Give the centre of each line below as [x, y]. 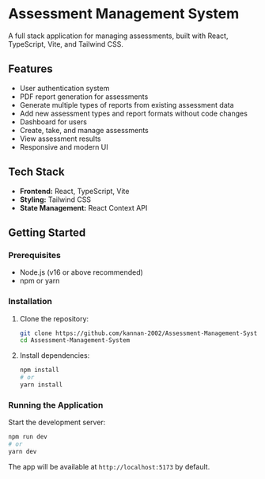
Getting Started [47, 232]
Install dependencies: [55, 355]
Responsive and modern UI [64, 146]
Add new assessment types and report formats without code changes [133, 113]
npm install [39, 370]
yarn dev [23, 451]
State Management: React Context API [83, 207]
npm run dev [28, 437]
